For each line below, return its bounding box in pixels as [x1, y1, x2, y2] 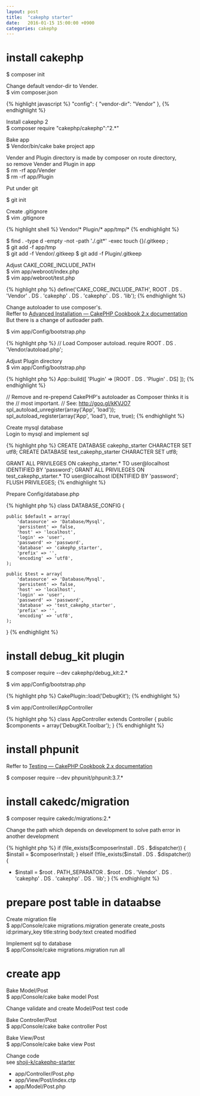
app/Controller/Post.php [14, 1070, 75, 1077]
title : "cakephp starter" [6, 14, 73, 20]
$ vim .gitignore [6, 214, 45, 222]
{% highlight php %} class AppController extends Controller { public [6, 716, 173, 723]
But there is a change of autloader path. [6, 317, 104, 324]
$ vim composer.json [6, 89, 58, 96]
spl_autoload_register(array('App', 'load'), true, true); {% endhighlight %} [6, 413, 185, 420]
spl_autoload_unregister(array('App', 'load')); [6, 406, 116, 413]
